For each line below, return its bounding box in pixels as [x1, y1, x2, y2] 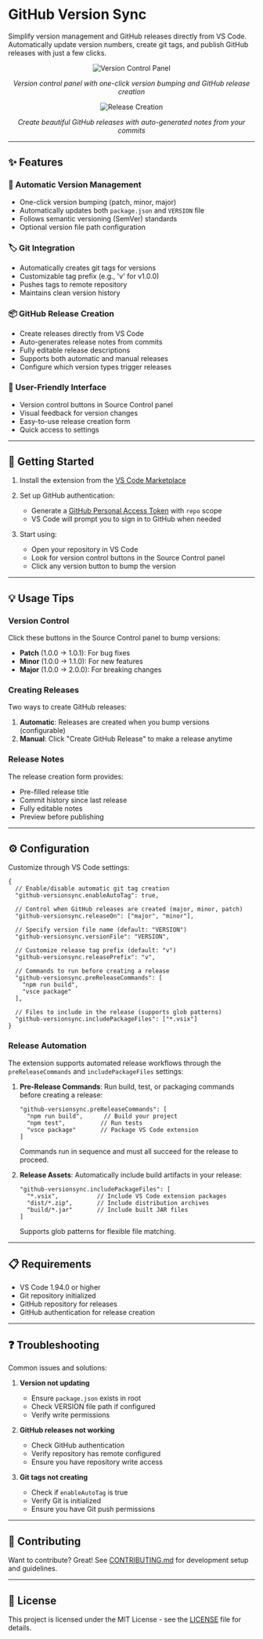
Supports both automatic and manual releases [19, 354, 168, 363]
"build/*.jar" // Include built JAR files [27, 1206, 189, 1214]
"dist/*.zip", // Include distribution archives [27, 1199, 210, 1206]
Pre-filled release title [19, 787, 89, 796]
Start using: [19, 530, 57, 539]
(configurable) [19, 726, 67, 736]
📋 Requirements [8, 1258, 92, 1271]
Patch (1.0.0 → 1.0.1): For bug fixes [19, 648, 131, 658]
